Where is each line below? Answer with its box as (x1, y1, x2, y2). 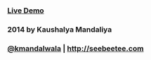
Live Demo (7, 6, 44, 16)
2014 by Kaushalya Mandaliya (7, 24, 112, 34)
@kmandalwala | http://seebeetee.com (7, 43, 144, 53)
